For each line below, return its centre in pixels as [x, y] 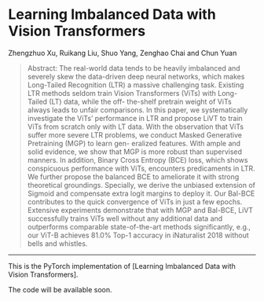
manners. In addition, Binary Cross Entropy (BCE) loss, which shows [137, 160]
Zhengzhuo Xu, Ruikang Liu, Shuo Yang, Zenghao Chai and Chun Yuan [123, 53]
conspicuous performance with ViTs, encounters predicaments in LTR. [141, 168]
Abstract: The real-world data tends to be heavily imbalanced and [134, 68]
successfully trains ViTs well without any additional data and [125, 218]
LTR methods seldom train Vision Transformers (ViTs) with [121, 93]
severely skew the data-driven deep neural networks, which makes [136, 76]
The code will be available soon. [60, 289]
